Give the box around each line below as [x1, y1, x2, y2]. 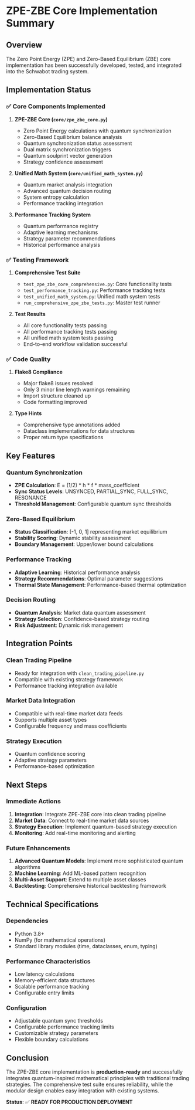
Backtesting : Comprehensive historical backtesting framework [14, 882, 167, 890]
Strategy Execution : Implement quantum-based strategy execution [14, 823, 177, 830]
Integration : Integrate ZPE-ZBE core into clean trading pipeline [14, 810, 166, 817]
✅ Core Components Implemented [6, 103, 105, 111]
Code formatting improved [23, 399, 87, 406]
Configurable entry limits [14, 989, 74, 996]
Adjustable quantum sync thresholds [14, 1017, 104, 1024]
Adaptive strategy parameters [14, 756, 87, 763]
